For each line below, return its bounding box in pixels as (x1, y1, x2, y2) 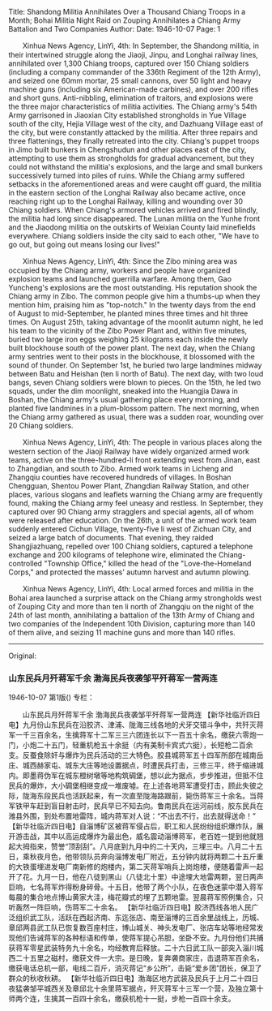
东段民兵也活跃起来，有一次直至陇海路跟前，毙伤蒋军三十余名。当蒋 (36, 791, 264, 801)
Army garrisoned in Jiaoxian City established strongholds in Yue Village (8, 110, 247, 120)
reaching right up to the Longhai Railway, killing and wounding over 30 (8, 196, 244, 206)
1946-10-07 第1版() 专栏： (8, 693, 95, 703)
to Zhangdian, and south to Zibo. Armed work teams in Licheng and (8, 464, 233, 473)
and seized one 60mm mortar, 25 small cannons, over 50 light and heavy (8, 76, 253, 85)
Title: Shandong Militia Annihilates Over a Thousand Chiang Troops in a (8, 7, 246, 16)
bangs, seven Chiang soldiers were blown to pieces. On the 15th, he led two (8, 377, 261, 387)
